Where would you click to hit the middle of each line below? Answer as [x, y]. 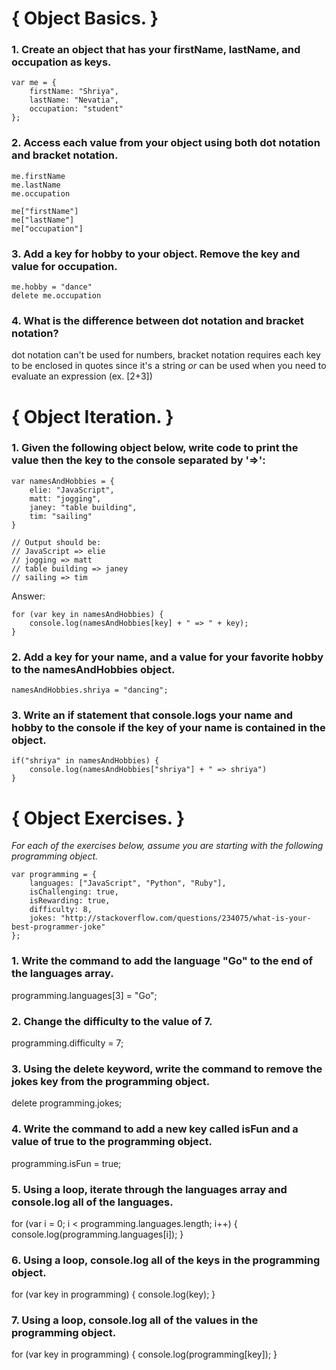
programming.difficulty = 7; [67, 1043]
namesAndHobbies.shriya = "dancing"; [90, 690]
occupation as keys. [61, 62]
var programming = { [54, 875]
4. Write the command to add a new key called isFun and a [155, 1129]
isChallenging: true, [74, 892]
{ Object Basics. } [85, 18]
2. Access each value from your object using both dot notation [166, 143]
